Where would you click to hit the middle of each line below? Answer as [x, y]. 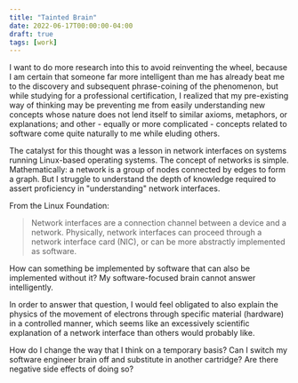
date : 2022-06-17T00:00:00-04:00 [71, 26]
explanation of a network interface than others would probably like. [132, 333]
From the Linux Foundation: [59, 206]
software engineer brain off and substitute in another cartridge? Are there [144, 360]
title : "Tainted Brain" [53, 17]
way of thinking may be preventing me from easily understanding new [137, 105]
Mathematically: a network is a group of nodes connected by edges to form [148, 170]
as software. [54, 251]
